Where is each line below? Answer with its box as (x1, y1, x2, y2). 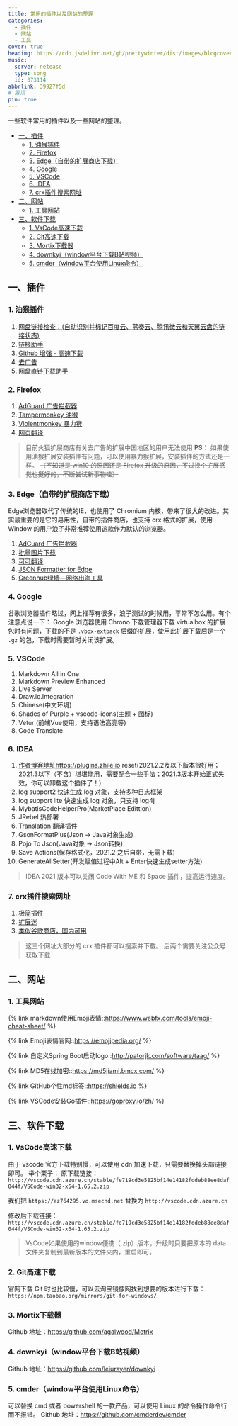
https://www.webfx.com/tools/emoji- (105, 1014, 213, 1023)
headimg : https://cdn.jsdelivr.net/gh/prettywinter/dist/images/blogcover (8, 50, 233, 57)
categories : (8, 17, 43, 24)
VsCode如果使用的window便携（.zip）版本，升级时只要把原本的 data (25, 1238, 227, 1247)
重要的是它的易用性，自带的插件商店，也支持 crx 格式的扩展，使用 (20, 515, 213, 524)
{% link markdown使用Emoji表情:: (8, 1014, 105, 1023)
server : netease (14, 63, 62, 70)
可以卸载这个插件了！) (37, 779, 102, 787)
